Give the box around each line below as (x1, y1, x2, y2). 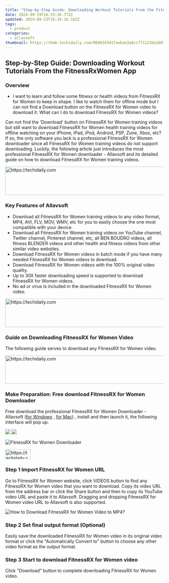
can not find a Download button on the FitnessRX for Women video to (12, 104, 157, 110)
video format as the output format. (5, 543, 76, 550)
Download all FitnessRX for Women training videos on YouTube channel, (12, 229, 162, 236)
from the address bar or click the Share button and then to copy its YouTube (5, 488, 162, 494)
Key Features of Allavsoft (5, 202, 68, 209)
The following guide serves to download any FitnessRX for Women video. (5, 345, 157, 352)
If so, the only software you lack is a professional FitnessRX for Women (5, 135, 153, 141)
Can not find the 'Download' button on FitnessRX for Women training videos (5, 119, 162, 125)
